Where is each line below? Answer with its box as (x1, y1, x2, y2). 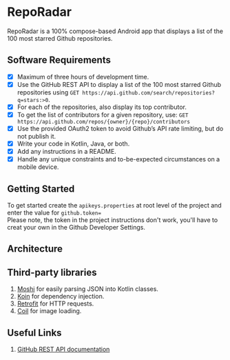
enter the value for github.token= (7, 208, 102, 217)
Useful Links (7, 327, 62, 339)
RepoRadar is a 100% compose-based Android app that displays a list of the (7, 27, 224, 35)
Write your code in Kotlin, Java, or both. (17, 139, 130, 148)
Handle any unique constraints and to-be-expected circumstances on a (17, 155, 220, 163)
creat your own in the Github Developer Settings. (7, 223, 146, 232)
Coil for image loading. (17, 307, 82, 315)
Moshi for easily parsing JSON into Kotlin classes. (17, 285, 158, 293)
